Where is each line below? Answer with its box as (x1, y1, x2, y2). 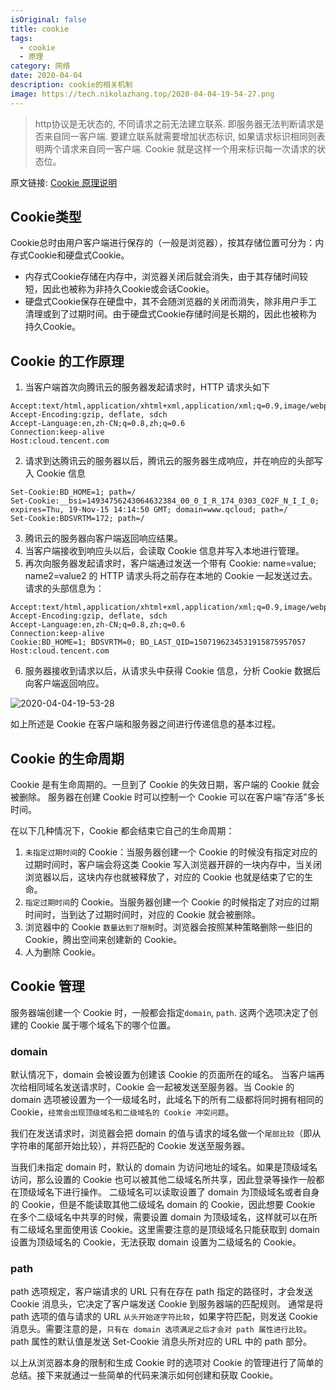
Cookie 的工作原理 (10, 352, 125, 370)
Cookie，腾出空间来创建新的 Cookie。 (24, 934, 183, 946)
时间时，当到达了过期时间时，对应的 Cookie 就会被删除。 (24, 909, 261, 921)
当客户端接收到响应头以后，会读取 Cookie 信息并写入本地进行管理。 (24, 545, 305, 557)
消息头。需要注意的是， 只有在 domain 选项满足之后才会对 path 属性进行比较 (10, 1323, 304, 1335)
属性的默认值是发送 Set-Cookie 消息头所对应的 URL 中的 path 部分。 (31, 1336, 312, 1348)
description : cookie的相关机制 (10, 80, 133, 90)
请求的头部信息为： (24, 582, 105, 595)
